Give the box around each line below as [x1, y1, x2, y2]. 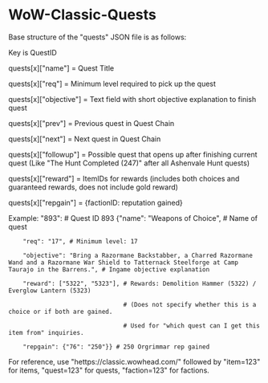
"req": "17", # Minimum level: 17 [22, 237, 138, 246]
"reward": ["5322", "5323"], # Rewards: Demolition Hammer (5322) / [22, 279, 257, 287]
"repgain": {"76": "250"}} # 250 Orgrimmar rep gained [22, 343, 210, 351]
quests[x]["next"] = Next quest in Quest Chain [8, 134, 161, 144]
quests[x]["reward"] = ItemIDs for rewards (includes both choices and [8, 173, 240, 183]
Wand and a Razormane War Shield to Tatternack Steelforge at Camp [8, 259, 239, 267]
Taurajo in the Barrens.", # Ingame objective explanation [8, 265, 210, 274]
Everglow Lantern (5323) [8, 287, 91, 295]
